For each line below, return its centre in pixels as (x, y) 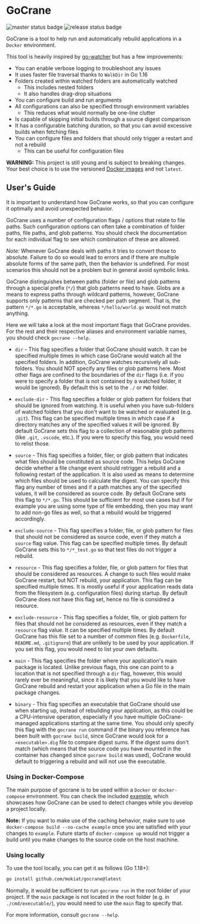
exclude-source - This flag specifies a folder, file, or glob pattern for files (104, 530)
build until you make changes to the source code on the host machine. (93, 840)
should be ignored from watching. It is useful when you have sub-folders (104, 405)
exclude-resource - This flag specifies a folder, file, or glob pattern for (101, 617)
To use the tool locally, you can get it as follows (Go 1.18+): (78, 868)
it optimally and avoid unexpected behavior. (60, 208)
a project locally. (26, 809)
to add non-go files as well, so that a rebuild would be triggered (93, 512)
